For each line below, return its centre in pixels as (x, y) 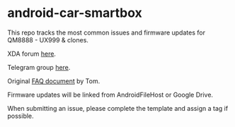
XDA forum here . (32, 54)
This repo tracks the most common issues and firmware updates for (106, 32)
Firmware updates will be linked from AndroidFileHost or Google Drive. (110, 95)
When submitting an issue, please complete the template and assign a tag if (118, 108)
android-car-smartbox (75, 13)
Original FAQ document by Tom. (54, 81)
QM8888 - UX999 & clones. (48, 40)
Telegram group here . (39, 67)
